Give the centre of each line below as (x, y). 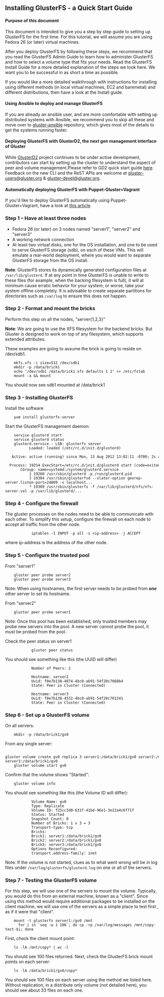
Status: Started (48, 814)
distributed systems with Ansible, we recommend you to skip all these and (80, 119)
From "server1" (20, 566)
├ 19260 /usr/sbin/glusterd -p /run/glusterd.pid (81, 474)
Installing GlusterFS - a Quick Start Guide (69, 8)
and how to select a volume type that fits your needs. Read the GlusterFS (79, 62)
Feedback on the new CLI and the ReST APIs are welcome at (66, 173)
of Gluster (15, 146)
